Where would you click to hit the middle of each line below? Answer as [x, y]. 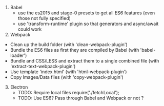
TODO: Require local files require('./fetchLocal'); [68, 92]
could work [30, 29]
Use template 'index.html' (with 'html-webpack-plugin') [68, 72]
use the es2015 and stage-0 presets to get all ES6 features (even [86, 13]
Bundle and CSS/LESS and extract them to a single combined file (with [85, 61]
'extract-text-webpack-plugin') [43, 66]
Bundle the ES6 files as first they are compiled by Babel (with [75, 50]
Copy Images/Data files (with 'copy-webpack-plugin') [67, 77]
